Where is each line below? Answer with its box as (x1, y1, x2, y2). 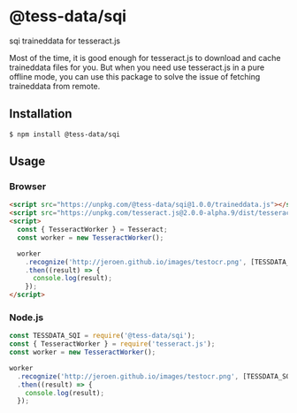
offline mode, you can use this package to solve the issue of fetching (9, 71, 261, 81)
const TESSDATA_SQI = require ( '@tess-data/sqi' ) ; (9, 332, 196, 340)
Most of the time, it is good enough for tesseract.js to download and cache (9, 52, 281, 63)
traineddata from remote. (9, 80, 101, 91)
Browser (9, 180, 47, 193)
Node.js (9, 311, 44, 324)
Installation (9, 106, 72, 121)
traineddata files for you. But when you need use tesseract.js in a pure (9, 62, 265, 73)
